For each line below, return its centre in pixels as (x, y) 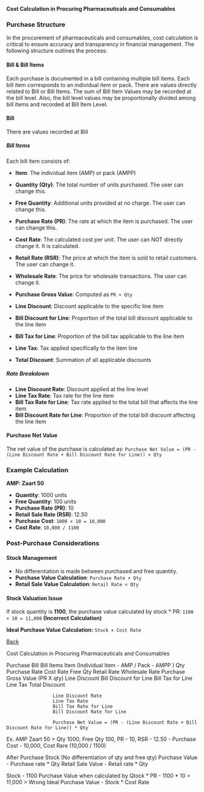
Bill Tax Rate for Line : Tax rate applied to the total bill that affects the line (106, 402)
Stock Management (32, 557)
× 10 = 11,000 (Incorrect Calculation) (54, 618)
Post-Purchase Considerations (53, 543)
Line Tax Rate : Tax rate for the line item (65, 395)
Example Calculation (37, 470)
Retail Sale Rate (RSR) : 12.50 (51, 515)
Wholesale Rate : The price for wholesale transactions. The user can (101, 276)
